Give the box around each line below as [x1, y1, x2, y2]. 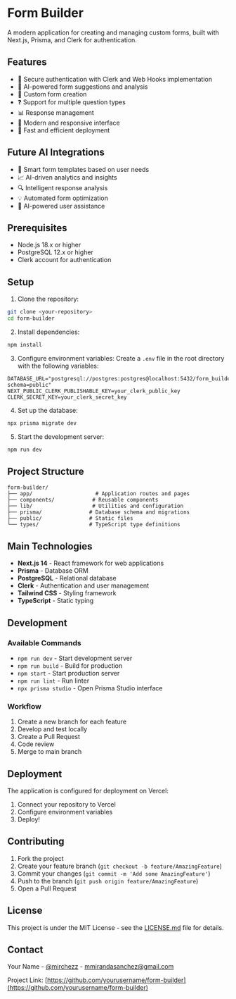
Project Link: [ [7, 976, 48, 984]
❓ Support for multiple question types [17, 97, 126, 106]
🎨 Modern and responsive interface [17, 118, 121, 127]
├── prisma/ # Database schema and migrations [7, 509, 190, 516]
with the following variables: [17, 361, 99, 370]
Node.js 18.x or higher [17, 241, 81, 249]
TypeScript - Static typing [17, 597, 94, 605]
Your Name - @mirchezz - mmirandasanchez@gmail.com [7, 962, 174, 971]
